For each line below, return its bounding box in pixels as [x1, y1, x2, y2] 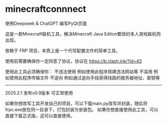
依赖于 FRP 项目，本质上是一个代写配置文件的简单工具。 [5, 47, 121, 53]
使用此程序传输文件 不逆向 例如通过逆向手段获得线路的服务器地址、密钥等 [9, 75, 160, 81]
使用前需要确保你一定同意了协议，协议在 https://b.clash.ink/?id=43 [5, 58, 142, 64]
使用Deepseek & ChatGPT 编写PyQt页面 [5, 20, 87, 26]
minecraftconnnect [5, 3, 86, 15]
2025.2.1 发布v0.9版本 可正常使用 [5, 90, 73, 96]
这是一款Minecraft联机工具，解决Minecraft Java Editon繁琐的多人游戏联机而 [5, 31, 161, 37]
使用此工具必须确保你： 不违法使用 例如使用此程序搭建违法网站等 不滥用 [5, 68, 153, 75]
